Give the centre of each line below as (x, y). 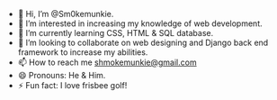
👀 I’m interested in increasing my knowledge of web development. (140, 23)
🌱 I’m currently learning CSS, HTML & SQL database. (116, 33)
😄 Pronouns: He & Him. (62, 75)
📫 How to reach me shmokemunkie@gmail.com (107, 62)
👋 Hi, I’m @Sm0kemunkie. (66, 14)
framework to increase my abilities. (83, 52)
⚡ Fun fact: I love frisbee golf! (72, 85)
